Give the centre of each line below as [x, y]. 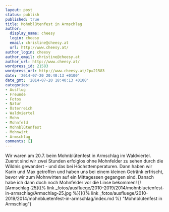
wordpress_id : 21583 [27, 66]
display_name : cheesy [33, 33]
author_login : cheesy [28, 52]
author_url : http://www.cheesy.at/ [43, 62]
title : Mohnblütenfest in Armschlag [44, 24]
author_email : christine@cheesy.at [43, 57]
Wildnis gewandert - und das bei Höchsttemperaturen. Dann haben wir [79, 167]
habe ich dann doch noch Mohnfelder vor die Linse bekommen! [71, 183]
